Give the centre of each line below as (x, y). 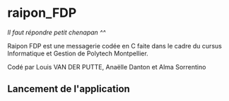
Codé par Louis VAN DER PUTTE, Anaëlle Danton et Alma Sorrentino (107, 67)
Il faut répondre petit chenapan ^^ (57, 32)
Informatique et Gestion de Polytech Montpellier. (78, 53)
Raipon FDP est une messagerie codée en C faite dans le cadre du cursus (115, 46)
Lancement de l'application (69, 89)
